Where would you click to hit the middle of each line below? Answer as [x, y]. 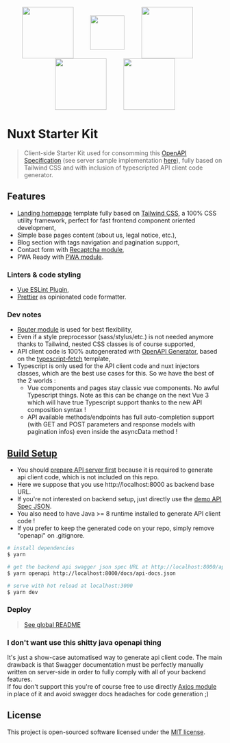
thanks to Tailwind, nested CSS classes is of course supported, [106, 344]
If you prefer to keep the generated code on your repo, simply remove [115, 528]
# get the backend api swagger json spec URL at [78, 567]
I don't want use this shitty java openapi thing [85, 642]
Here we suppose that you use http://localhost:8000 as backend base [115, 485]
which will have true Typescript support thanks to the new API [115, 402]
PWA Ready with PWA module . [60, 257]
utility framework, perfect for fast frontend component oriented [106, 220]
